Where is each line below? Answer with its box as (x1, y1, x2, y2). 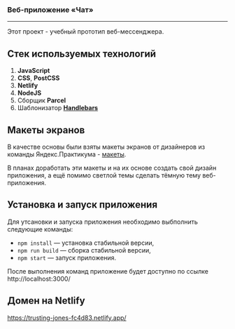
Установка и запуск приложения (7, 199, 158, 211)
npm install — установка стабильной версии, (17, 239, 155, 247)
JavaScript (17, 67, 50, 75)
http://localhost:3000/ (7, 274, 71, 283)
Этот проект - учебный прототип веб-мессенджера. (7, 27, 164, 36)
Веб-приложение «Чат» (7, 5, 94, 15)
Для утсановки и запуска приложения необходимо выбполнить (7, 217, 198, 226)
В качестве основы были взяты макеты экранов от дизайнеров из (7, 142, 205, 151)
